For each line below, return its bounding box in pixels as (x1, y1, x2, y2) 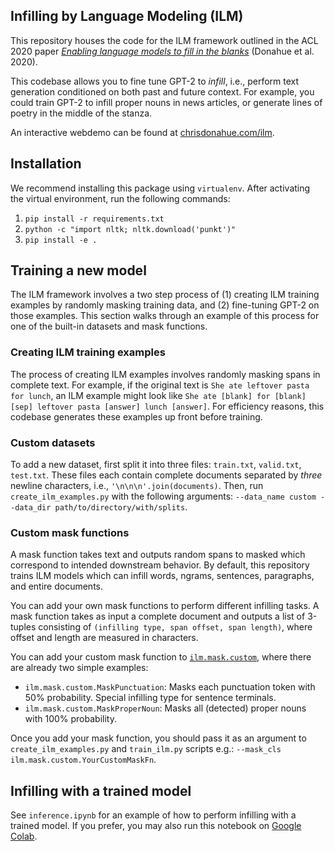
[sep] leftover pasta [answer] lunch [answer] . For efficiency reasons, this (10, 400, 325, 412)
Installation (10, 155, 82, 173)
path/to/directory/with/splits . (54, 501, 188, 513)
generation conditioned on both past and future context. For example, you (10, 85, 315, 98)
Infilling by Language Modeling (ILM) (10, 8, 244, 25)
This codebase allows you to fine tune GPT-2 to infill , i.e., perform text (10, 75, 300, 87)
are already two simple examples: (10, 662, 149, 674)
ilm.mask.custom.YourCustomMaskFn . (10, 754, 157, 766)
